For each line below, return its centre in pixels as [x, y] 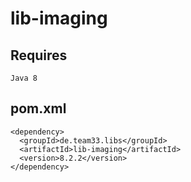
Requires [39, 55]
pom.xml [38, 108]
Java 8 [24, 78]
